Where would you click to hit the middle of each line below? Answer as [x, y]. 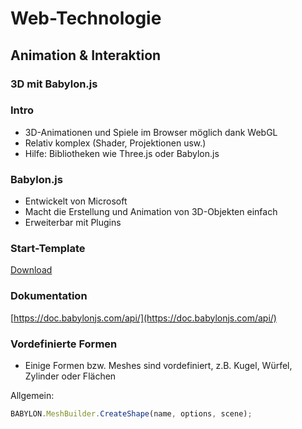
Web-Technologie [86, 18]
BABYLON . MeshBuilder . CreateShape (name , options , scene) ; [131, 413]
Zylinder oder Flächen [70, 376]
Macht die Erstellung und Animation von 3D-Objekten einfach [151, 212]
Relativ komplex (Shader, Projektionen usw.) [115, 143]
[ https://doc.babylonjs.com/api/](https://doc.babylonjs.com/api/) [143, 318]
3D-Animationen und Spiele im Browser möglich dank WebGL [151, 132]
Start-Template [48, 249]
